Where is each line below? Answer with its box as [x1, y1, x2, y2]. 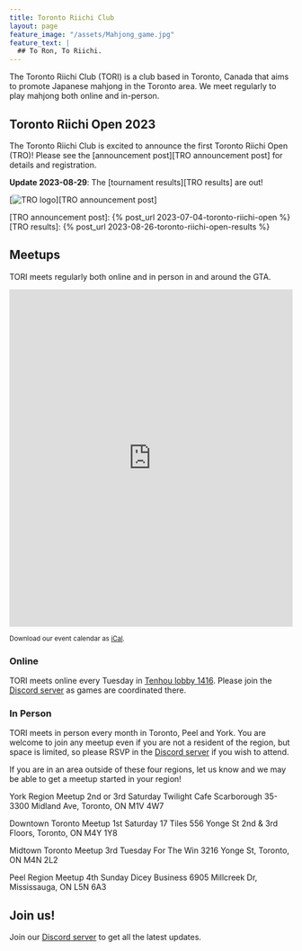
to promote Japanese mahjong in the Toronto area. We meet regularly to [9, 81, 277, 92]
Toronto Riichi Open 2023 [9, 116, 155, 131]
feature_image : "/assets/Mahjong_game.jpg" [9, 30, 175, 39]
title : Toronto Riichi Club [9, 13, 115, 22]
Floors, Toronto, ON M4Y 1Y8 [9, 828, 119, 839]
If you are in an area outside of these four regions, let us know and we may [9, 764, 287, 775]
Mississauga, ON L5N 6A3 [9, 882, 107, 893]
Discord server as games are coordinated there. [9, 685, 187, 695]
